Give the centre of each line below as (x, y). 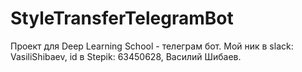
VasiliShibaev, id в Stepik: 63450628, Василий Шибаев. (126, 56)
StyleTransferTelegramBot (122, 18)
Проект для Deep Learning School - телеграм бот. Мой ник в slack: (152, 46)
